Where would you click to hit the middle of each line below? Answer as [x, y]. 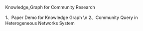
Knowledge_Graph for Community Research [50, 7]
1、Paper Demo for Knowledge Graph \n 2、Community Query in [71, 17]
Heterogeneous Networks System [40, 23]
